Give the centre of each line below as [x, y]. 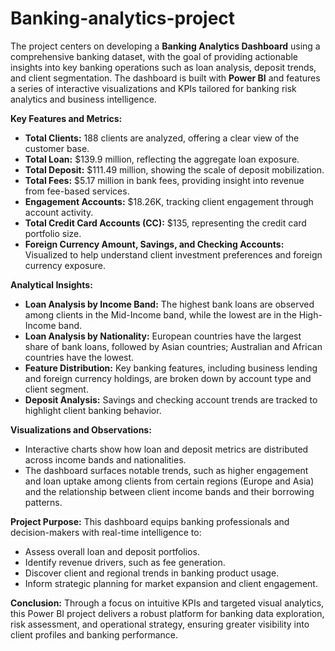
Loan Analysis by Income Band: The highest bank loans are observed [169, 304]
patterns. [43, 502]
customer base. [57, 148]
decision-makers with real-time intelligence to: [106, 532]
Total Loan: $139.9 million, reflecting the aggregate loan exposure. [162, 159]
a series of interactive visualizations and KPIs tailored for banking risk [153, 88]
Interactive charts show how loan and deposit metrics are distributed [166, 449]
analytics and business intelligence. [83, 99]
